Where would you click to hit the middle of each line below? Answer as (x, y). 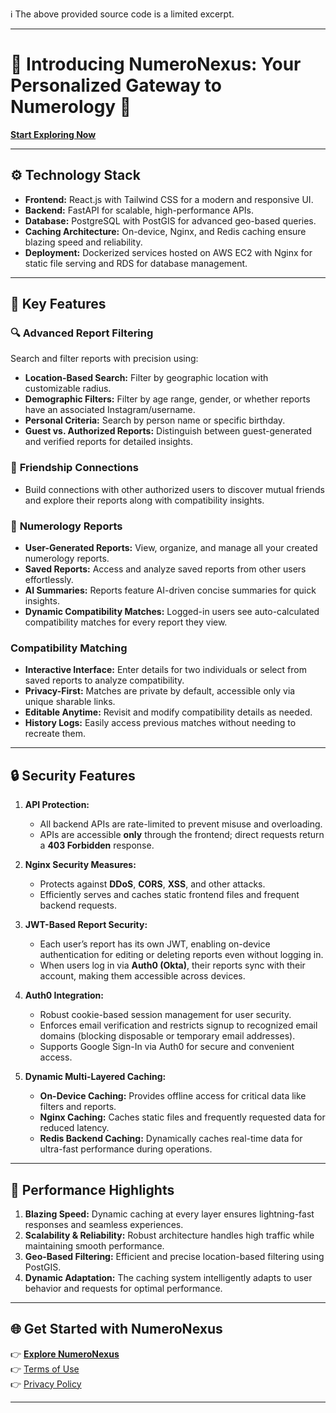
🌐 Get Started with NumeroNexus (116, 1329)
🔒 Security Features (73, 775)
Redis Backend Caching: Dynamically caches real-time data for (171, 1139)
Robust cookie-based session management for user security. (165, 1015)
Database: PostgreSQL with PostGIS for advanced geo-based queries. (170, 220)
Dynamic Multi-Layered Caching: (95, 1077)
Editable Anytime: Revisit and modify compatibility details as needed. (168, 712)
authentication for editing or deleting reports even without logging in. (181, 955)
